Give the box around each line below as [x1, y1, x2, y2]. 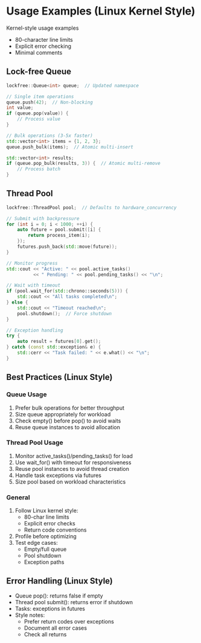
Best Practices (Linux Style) [6, 372, 113, 382]
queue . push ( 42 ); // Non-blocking [6, 99, 94, 105]
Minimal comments [14, 48, 63, 56]
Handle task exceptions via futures [14, 471, 101, 479]
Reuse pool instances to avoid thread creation [14, 465, 130, 472]
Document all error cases [24, 624, 88, 631]
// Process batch [17, 166, 61, 172]
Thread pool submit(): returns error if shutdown [14, 598, 133, 605]
